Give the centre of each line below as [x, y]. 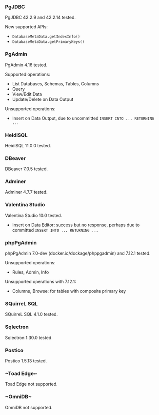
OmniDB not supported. [29, 407]
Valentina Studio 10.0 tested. [34, 215]
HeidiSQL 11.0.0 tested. [28, 145]
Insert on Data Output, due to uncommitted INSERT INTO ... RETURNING [83, 118]
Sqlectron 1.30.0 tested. [29, 337]
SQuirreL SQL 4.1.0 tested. [31, 314]
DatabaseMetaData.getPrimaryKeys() [48, 42]
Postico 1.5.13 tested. [26, 361]
